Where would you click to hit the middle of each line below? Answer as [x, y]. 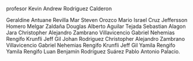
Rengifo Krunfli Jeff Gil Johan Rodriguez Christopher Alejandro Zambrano [96, 39]
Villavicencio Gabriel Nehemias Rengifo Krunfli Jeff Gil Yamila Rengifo [91, 45]
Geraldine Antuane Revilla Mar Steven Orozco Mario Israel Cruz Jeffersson [97, 20]
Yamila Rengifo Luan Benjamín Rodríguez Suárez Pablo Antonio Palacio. [93, 52]
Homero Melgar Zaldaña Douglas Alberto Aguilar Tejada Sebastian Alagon [96, 26]
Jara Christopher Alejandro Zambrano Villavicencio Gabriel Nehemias [91, 33]
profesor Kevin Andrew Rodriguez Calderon [59, 9]
